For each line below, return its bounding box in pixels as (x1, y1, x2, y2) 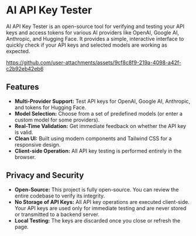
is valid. (14, 129, 33, 136)
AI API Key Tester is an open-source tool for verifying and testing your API (6, 23, 185, 30)
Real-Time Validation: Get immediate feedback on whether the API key (14, 122, 186, 129)
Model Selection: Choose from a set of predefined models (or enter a (14, 110, 183, 117)
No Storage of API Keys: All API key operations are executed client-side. (14, 198, 190, 205)
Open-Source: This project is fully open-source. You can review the (14, 186, 179, 193)
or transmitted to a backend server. (14, 211, 99, 218)
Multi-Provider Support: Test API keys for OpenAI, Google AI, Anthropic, (14, 98, 191, 105)
